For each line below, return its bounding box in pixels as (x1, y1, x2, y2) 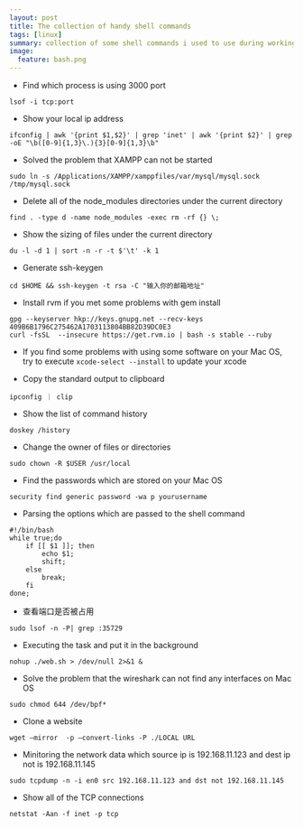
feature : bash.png (17, 55, 87, 64)
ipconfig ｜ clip (9, 393, 74, 402)
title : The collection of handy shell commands (9, 22, 192, 31)
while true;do (9, 534, 63, 543)
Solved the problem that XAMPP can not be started (22, 154, 213, 165)
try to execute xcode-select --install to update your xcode (22, 356, 247, 367)
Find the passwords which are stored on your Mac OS (22, 475, 223, 486)
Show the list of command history (22, 408, 148, 419)
